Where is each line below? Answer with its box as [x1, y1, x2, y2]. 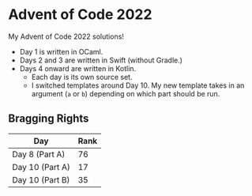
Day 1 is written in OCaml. [19, 47, 103, 56]
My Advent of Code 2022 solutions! [8, 32, 125, 41]
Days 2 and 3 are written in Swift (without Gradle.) [19, 55, 183, 65]
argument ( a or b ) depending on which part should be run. [31, 89, 220, 98]
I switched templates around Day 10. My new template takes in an [31, 81, 245, 90]
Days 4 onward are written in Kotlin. [19, 63, 137, 73]
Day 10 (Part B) [12, 174, 70, 185]
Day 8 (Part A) [12, 149, 66, 160]
